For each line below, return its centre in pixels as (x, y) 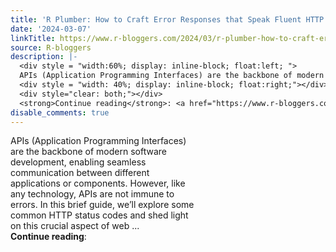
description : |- (44, 57)
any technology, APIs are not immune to (92, 194)
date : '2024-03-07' (51, 29)
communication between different (80, 173)
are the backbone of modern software (88, 152)
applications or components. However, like (98, 183)
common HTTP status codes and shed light (99, 215)
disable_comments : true (60, 112)
